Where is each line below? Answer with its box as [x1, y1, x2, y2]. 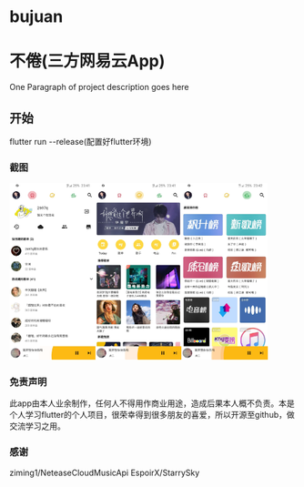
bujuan [9, 6, 64, 27]
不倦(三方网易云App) [9, 51, 166, 72]
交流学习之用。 [9, 421, 66, 431]
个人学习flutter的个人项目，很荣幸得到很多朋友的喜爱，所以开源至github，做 [9, 410, 295, 421]
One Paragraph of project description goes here [9, 82, 189, 93]
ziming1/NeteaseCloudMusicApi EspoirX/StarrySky [9, 467, 200, 478]
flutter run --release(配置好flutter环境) [9, 136, 152, 147]
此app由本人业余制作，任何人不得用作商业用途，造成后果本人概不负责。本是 [9, 398, 296, 409]
